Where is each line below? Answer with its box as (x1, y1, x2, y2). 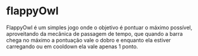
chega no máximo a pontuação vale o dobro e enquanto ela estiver (6, 36, 171, 43)
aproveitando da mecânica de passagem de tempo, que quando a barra (6, 30, 183, 37)
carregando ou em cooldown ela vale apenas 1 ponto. (6, 43, 139, 50)
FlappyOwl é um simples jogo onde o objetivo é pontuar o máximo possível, (6, 24, 193, 31)
